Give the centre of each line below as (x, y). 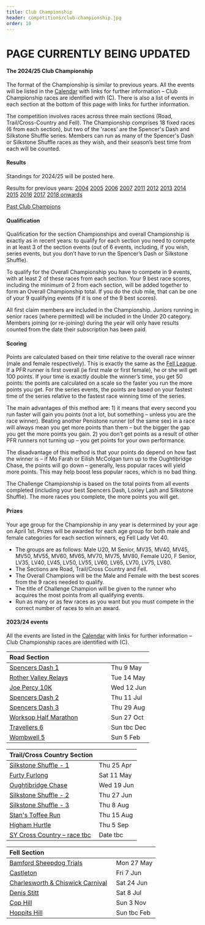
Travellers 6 (27, 727)
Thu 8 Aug (114, 805)
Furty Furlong (29, 775)
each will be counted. (33, 148)
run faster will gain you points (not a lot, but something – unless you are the (101, 415)
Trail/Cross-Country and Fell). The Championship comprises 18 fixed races (101, 123)
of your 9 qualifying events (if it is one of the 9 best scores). (82, 298)
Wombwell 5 (27, 737)
